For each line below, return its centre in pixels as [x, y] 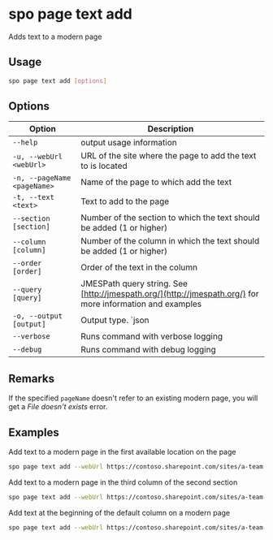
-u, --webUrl [38, 157]
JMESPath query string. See [134, 283]
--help [25, 143]
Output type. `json [115, 320]
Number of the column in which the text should [170, 241]
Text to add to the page [125, 201]
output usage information [129, 143]
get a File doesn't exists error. [58, 407]
